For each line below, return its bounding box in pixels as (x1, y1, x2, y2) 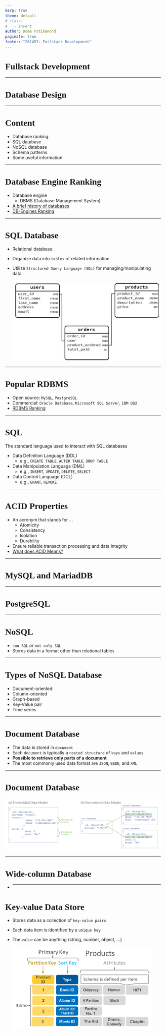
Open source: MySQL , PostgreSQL (12, 395, 78, 401)
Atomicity (19, 522, 40, 528)
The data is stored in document (12, 744, 73, 750)
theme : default (5, 13, 37, 18)
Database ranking (12, 133, 48, 139)
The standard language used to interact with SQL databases (5, 443, 127, 449)
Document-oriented (12, 686, 53, 691)
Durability (19, 538, 40, 544)
